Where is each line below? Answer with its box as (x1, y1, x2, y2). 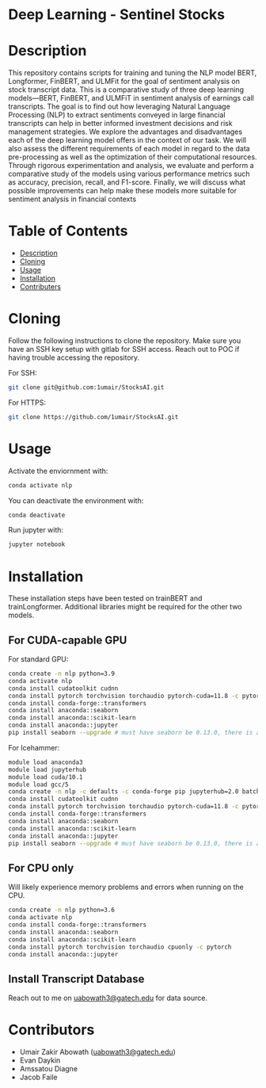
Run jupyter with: (8, 525, 64, 535)
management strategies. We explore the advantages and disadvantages (8, 127, 243, 136)
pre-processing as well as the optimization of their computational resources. (8, 152, 257, 162)
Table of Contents (8, 222, 128, 240)
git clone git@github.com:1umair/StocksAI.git (8, 384, 165, 391)
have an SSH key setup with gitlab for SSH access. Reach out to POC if (8, 345, 240, 353)
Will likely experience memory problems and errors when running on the (8, 882, 244, 892)
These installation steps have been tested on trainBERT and (8, 594, 203, 603)
